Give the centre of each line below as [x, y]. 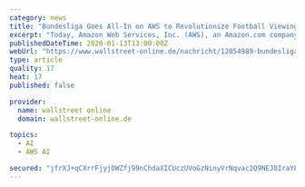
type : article [36, 60]
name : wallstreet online [64, 110]
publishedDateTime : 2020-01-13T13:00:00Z [89, 43]
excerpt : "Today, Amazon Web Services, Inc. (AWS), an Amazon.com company [154, 34]
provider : [28, 102]
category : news [38, 18]
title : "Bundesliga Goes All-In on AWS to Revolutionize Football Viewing [154, 26]
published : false [42, 85]
